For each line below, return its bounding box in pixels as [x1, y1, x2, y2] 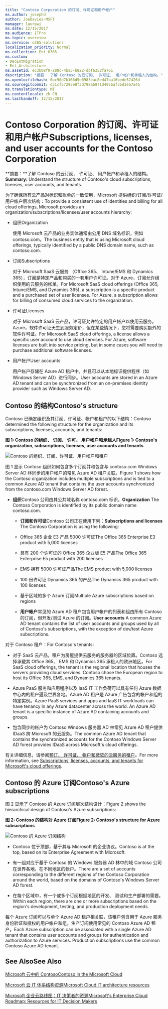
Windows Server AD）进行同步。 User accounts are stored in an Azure [12, 374, 158, 381]
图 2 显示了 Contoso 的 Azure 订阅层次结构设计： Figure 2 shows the [5, 801, 146, 807]
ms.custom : [5, 54, 28, 59]
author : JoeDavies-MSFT [5, 17, 55, 22]
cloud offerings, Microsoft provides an [5, 204, 84, 210]
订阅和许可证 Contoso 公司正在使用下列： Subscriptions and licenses [20, 518, 163, 524]
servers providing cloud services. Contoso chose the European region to [12, 670, 163, 675]
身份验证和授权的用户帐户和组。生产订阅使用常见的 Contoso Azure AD [5, 920, 150, 926]
